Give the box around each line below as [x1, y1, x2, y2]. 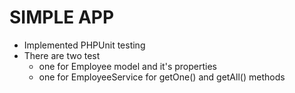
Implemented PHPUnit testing [23, 39, 146, 51]
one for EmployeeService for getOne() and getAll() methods [38, 71, 286, 83]
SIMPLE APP [9, 6, 115, 29]
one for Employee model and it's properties [38, 60, 217, 72]
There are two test [23, 49, 101, 61]
